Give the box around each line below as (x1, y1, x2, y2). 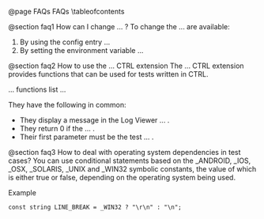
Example (8, 188, 37, 197)
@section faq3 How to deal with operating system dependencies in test (8, 148, 241, 157)
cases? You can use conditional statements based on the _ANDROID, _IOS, (8, 156, 251, 165)
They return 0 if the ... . (19, 124, 95, 133)
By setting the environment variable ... (19, 46, 144, 55)
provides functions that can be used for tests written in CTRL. (8, 70, 209, 78)
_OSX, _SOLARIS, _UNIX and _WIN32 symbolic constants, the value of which (8, 164, 257, 173)
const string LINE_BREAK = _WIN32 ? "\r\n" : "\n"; (8, 203, 182, 211)
